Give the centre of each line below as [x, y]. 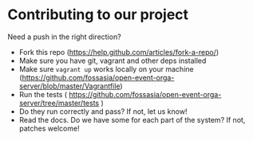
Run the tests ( [43, 94]
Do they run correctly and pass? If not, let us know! [103, 111]
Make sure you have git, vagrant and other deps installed [113, 61]
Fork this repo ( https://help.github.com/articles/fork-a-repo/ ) [119, 52]
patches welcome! [49, 128]
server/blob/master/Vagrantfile [69, 86]
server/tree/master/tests [59, 103]
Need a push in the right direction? [64, 37]
